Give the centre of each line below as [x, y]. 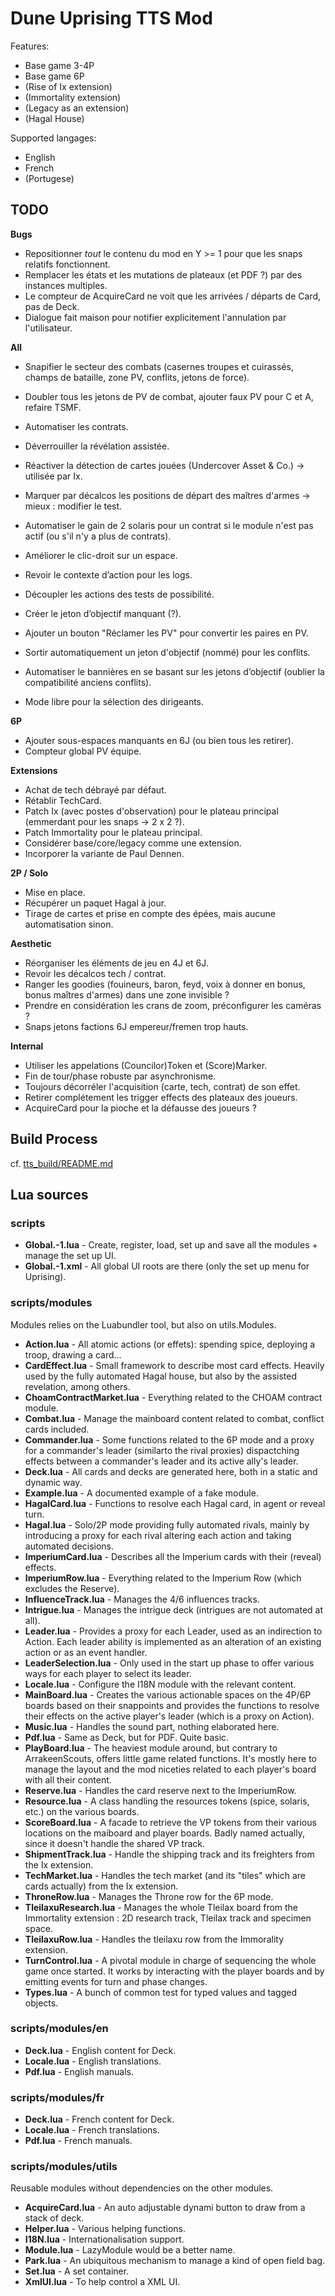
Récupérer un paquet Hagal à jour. [95, 903]
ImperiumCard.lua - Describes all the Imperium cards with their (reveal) [173, 1556]
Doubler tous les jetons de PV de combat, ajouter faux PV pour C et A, [169, 396]
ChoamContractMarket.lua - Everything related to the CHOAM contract [173, 1397]
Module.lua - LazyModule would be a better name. [130, 2250]
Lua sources [49, 1194]
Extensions [34, 770]
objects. [41, 2003]
